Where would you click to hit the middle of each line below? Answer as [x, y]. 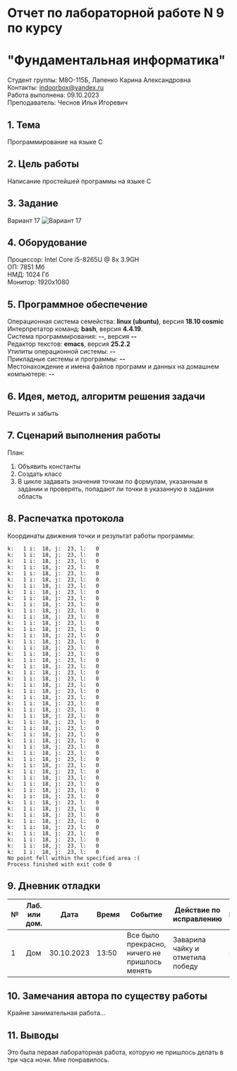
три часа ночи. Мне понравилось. [59, 1060]
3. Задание [33, 203]
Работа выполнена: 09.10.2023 [53, 95]
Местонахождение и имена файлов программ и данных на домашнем [113, 366]
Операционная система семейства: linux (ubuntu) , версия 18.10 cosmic [116, 322]
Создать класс [39, 474]
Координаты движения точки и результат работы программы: [101, 535]
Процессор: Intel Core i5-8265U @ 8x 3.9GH [73, 260]
